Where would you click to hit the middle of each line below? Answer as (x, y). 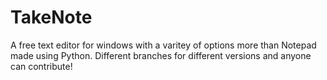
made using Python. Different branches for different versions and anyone (161, 55)
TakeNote (51, 17)
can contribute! (41, 66)
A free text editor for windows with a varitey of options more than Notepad (163, 45)
